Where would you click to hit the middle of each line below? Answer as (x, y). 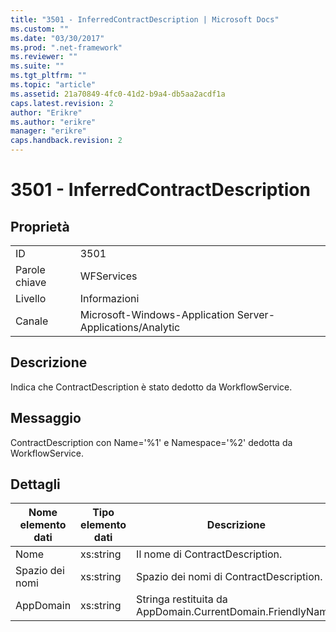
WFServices (108, 276)
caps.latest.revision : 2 (62, 103)
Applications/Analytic (130, 327)
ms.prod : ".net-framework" (66, 47)
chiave (31, 282)
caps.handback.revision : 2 (66, 141)
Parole (30, 269)
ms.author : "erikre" (53, 122)
